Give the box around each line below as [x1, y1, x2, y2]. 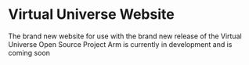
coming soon [8, 48, 51, 57]
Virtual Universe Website [8, 5, 175, 23]
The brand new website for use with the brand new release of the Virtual [8, 31, 242, 41]
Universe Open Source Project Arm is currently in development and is [8, 39, 233, 49]
